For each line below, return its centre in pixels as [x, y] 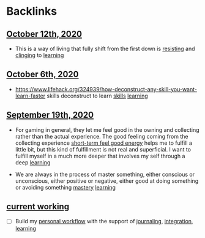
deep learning [33, 162]
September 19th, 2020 [50, 115]
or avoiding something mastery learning [65, 187]
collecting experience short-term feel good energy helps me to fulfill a [104, 143]
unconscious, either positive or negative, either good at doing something [107, 181]
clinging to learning [39, 55]
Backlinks [32, 11]
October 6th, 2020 [43, 75]
